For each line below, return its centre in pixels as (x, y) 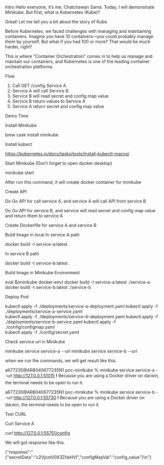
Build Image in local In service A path (42, 235)
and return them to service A (34, 216)
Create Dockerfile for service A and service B (51, 225)
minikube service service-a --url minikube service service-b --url (71, 351)
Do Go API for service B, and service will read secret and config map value (80, 210)
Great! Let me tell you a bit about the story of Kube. (57, 22)
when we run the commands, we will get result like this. (61, 361)
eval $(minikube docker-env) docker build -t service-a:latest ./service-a (78, 282)
